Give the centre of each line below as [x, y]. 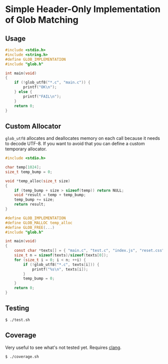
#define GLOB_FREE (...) [30, 227]
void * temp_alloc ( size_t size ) [38, 181]
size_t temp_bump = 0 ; [29, 172]
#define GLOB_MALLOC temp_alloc [39, 223]
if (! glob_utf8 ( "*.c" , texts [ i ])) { [61, 264]
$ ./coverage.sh [22, 356]
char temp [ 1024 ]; [23, 167]
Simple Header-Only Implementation [83, 9]
